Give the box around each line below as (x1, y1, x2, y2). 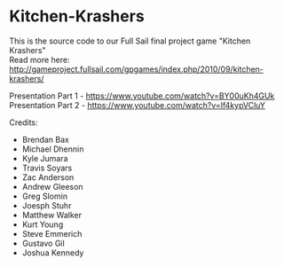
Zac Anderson (21, 171, 75, 183)
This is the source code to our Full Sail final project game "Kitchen (9, 35, 251, 46)
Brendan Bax (21, 134, 69, 145)
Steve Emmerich (21, 228, 83, 239)
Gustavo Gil (21, 238, 65, 248)
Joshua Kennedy (21, 247, 84, 258)
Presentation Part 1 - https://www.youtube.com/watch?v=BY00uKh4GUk (9, 90, 275, 101)
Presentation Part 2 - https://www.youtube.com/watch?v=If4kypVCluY (9, 99, 266, 110)
